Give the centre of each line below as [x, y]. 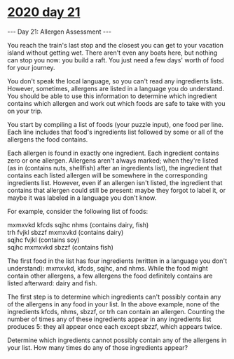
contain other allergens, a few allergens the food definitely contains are [110, 276]
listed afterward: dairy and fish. [52, 283]
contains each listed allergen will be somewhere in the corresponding [108, 175]
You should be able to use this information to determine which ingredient [112, 96]
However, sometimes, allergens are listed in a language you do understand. [116, 88]
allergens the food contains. [48, 139]
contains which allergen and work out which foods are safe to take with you [116, 103]
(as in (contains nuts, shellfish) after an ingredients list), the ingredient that [115, 168]
